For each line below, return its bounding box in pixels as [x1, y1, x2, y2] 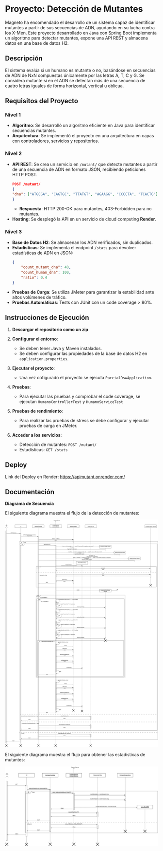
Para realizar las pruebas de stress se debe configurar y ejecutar [19, 417, 149, 423]
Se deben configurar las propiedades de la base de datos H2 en [19, 351, 147, 356]
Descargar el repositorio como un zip [12, 326, 89, 332]
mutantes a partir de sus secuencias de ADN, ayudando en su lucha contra [5, 24, 155, 30]
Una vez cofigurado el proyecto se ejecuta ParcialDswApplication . [19, 374, 153, 380]
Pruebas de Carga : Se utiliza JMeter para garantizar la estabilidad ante [12, 289, 154, 295]
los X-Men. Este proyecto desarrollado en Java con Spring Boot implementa [5, 30, 157, 36]
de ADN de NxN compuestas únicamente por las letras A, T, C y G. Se [5, 72, 145, 78]
